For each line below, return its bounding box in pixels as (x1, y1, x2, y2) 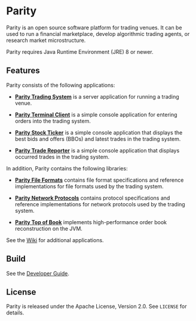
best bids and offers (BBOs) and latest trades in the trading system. (14, 135, 181, 142)
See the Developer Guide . (6, 270, 70, 277)
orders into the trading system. (14, 117, 91, 124)
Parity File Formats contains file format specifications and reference (14, 176, 184, 184)
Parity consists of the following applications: (6, 81, 115, 88)
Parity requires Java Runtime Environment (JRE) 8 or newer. (6, 48, 154, 55)
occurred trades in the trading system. (14, 153, 110, 160)
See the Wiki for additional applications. (6, 236, 104, 243)
